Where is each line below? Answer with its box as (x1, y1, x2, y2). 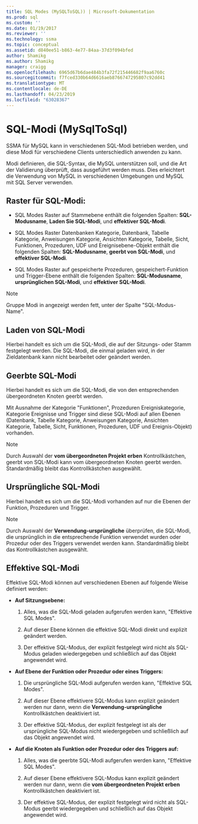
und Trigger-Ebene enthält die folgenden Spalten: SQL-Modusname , (14, 272, 183, 279)
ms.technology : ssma (6, 36, 57, 42)
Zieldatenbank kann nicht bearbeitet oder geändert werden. (6, 353, 152, 360)
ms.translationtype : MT (6, 81, 65, 87)
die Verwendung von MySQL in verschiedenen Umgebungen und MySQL (6, 173, 184, 180)
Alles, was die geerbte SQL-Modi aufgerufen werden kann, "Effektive (23, 756, 192, 764)
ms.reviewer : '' (6, 31, 46, 37)
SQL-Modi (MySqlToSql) (6, 122, 128, 136)
